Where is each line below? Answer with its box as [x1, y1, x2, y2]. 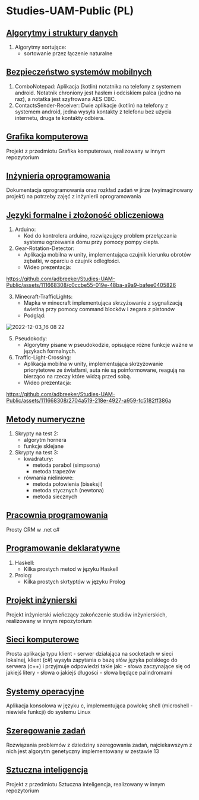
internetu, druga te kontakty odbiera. [14, 114, 105, 121]
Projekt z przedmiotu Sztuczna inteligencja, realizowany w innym [6, 780, 165, 788]
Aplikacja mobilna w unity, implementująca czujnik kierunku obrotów [23, 251, 191, 258]
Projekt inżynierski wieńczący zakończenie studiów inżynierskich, [6, 611, 168, 618]
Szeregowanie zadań [6, 726, 86, 736]
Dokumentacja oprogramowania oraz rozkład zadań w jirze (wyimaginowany [6, 186, 193, 194]
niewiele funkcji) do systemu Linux [6, 709, 91, 716]
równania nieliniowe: [23, 474, 74, 482]
